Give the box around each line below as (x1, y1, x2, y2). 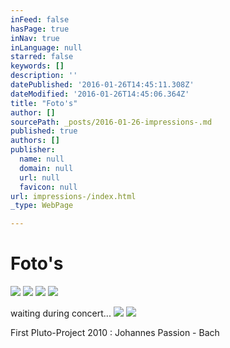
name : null (19, 154, 65, 164)
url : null (19, 172, 60, 183)
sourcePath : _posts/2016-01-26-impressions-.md (10, 117, 213, 127)
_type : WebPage (10, 201, 74, 211)
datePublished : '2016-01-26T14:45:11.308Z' (10, 80, 195, 90)
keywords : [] (10, 61, 65, 71)
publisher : (10, 145, 56, 155)
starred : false (10, 52, 74, 62)
